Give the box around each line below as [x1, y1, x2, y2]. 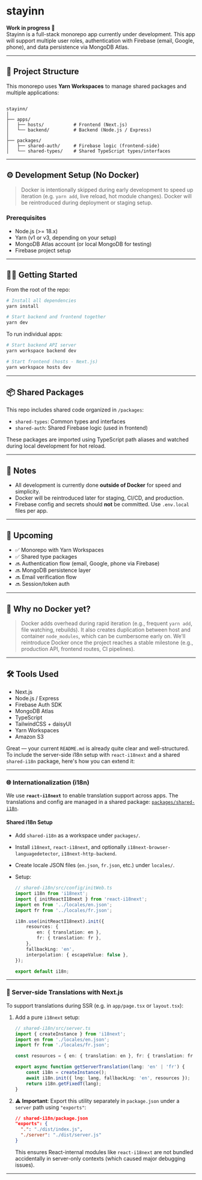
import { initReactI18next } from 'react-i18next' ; [14, 896, 147, 902]
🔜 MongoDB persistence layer [14, 566, 91, 574]
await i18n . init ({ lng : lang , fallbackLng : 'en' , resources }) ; [26, 1075, 191, 1081]
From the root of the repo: [6, 286, 70, 293]
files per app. [14, 507, 48, 515]
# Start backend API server [6, 342, 77, 348]
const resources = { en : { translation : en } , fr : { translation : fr [14, 1053, 194, 1059]
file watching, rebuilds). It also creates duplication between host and [20, 626, 191, 633]
